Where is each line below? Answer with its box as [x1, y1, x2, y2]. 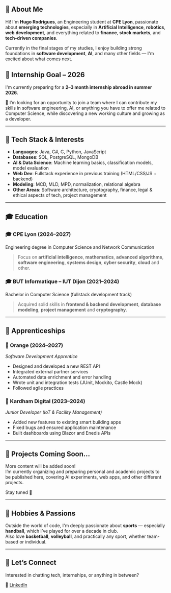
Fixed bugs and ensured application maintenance [12, 424, 116, 431]
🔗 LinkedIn [5, 582, 27, 588]
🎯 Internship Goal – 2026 [5, 70, 85, 79]
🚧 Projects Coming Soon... [5, 449, 91, 458]
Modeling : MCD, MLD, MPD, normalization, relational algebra [12, 181, 141, 187]
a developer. [5, 115, 32, 122]
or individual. [19, 539, 47, 545]
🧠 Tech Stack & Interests [5, 135, 84, 144]
